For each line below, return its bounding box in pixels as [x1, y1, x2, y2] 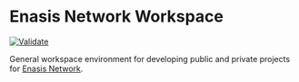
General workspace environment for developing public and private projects [9, 53, 291, 64]
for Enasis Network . [9, 63, 84, 74]
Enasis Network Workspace [9, 6, 224, 27]
